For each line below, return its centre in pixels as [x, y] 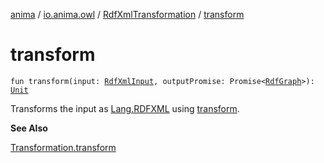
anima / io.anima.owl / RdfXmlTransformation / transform [127, 14]
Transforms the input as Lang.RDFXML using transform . [125, 108]
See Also [29, 128]
